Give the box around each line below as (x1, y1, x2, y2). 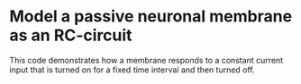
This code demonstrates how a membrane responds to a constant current (9, 55, 284, 65)
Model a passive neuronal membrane (9, 6, 293, 27)
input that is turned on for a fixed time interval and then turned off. (9, 64, 255, 75)
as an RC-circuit (9, 25, 132, 46)
